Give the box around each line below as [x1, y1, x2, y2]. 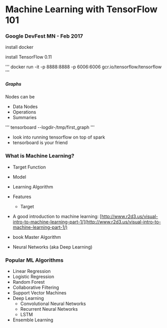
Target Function [12, 164, 46, 170]
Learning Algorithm [12, 183, 53, 189]
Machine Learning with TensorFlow [5, 4, 158, 15]
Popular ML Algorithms [5, 256, 64, 263]
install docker [5, 44, 34, 50]
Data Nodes [12, 103, 38, 110]
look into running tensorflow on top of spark [12, 134, 105, 141]
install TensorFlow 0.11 [5, 54, 52, 60]
